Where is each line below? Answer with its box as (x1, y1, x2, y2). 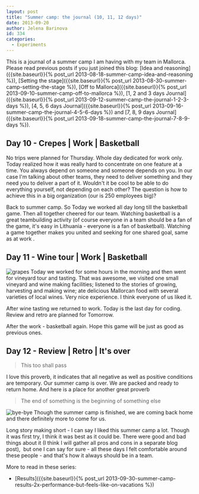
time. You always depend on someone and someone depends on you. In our (6, 167, 192, 174)
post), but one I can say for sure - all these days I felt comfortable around (6, 446, 187, 453)
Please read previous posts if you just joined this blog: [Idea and (6, 64, 163, 71)
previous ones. (6, 329, 43, 336)
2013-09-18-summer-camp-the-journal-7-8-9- (75, 115, 190, 122)
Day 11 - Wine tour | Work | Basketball (6, 252, 147, 262)
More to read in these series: (6, 464, 77, 471)
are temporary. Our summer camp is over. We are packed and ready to (6, 379, 179, 387)
